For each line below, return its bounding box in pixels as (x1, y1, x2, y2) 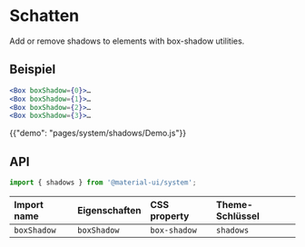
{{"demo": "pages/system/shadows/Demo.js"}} (9, 128, 187, 139)
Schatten (9, 5, 80, 26)
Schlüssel (216, 210, 261, 222)
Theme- (216, 198, 253, 211)
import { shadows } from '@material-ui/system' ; (9, 178, 197, 187)
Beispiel (9, 62, 56, 77)
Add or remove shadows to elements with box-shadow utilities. (9, 35, 245, 46)
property (150, 210, 190, 222)
